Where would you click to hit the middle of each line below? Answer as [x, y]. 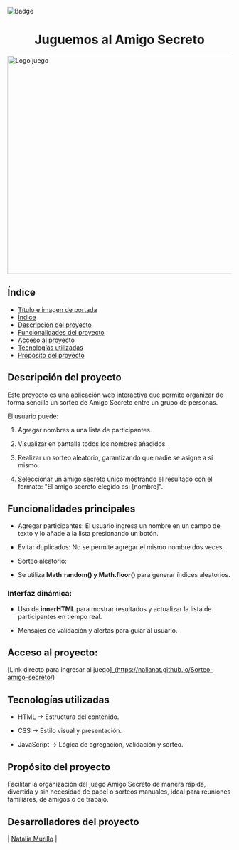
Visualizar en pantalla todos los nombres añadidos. [92, 444]
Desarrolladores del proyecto [73, 822]
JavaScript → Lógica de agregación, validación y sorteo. [100, 745]
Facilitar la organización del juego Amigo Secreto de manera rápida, [107, 784]
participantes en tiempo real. [60, 616]
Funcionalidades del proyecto [61, 332]
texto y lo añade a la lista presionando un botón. [88, 534]
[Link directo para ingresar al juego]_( [62, 670]
